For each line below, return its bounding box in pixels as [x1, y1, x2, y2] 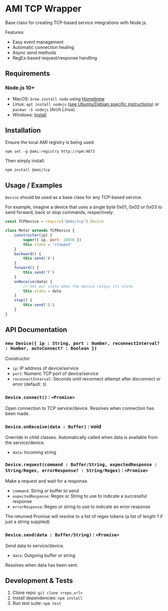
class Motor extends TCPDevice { [5, 228, 75, 233]
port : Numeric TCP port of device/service [12, 370, 98, 376]
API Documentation [5, 325, 67, 334]
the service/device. [5, 439, 45, 445]
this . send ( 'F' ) [23, 270, 55, 275]
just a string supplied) [5, 518, 50, 525]
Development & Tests [5, 576, 73, 585]
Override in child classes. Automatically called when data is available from [5, 434, 158, 440]
